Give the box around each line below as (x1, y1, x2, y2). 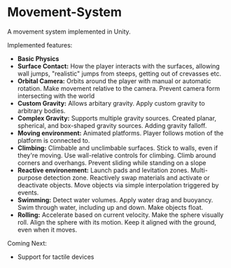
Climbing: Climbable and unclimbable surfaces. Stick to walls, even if (17, 143, 218, 152)
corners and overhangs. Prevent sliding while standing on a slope (17, 158, 206, 167)
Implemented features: (7, 41, 73, 49)
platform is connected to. (17, 136, 90, 144)
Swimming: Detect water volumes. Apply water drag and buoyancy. (17, 195, 213, 204)
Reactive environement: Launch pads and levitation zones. (17, 166, 190, 174)
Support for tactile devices (17, 253, 94, 261)
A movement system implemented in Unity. (7, 27, 131, 36)
